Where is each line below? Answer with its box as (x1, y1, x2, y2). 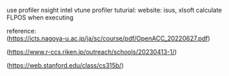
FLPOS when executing (6, 13, 74, 22)
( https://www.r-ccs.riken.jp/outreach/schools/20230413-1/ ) (6, 48, 177, 56)
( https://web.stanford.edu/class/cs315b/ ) (6, 61, 125, 69)
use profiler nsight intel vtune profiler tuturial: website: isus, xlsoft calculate (6, 6, 222, 14)
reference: (6, 27, 36, 35)
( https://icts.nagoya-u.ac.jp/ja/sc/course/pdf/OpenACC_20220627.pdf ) (6, 34, 210, 43)
